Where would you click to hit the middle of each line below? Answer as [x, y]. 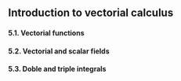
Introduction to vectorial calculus [91, 13]
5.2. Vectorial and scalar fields [59, 51]
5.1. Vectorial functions [46, 33]
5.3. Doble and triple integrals [57, 69]
